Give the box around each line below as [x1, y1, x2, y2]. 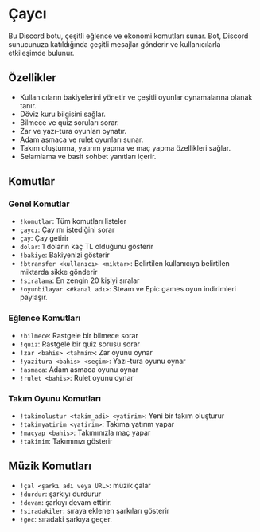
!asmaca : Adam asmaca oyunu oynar [19, 364, 139, 374]
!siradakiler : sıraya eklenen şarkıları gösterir [19, 506, 169, 515]
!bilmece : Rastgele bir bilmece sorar [19, 331, 139, 340]
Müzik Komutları [8, 460, 91, 473]
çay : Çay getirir [19, 233, 69, 243]
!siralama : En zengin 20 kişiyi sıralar [19, 276, 140, 285]
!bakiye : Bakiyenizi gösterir [19, 250, 110, 260]
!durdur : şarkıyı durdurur [19, 489, 102, 499]
